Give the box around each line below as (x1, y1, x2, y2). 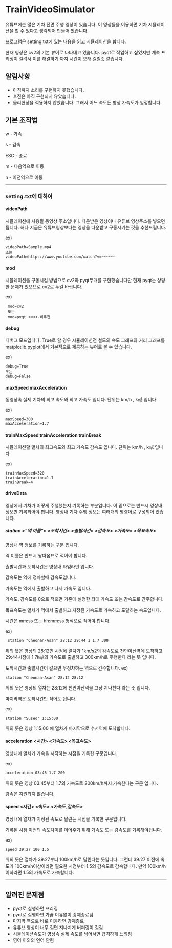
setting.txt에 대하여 (5, 193, 53, 200)
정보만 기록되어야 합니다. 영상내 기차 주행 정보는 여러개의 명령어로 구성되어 (5, 508, 155, 515)
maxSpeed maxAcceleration (5, 384, 67, 391)
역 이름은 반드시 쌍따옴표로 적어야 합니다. (5, 552, 88, 558)
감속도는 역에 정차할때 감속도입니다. (5, 574, 77, 580)
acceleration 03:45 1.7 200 (5, 770, 66, 775)
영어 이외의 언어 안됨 (12, 937, 54, 943)
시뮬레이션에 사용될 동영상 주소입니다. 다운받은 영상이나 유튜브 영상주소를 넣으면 (5, 218, 165, 224)
